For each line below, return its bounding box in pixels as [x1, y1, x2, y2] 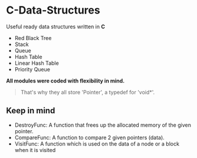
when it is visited [14, 146, 56, 153]
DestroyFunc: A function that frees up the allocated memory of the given [14, 121, 192, 129]
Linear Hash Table [14, 60, 59, 67]
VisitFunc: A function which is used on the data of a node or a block [14, 140, 180, 147]
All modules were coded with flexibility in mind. [6, 77, 125, 84]
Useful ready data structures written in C [6, 23, 105, 30]
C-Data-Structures [6, 4, 100, 17]
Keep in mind [6, 106, 55, 116]
